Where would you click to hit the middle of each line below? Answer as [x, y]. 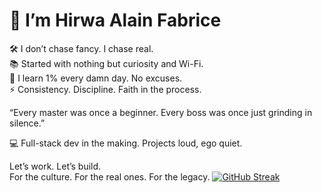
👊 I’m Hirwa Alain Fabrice [115, 20]
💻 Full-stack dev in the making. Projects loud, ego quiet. [126, 143]
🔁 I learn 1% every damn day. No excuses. [96, 78]
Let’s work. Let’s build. [55, 166]
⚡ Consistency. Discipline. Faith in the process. [105, 89]
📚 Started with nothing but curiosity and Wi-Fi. [106, 63]
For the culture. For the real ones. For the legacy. [110, 176]
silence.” [27, 123]
